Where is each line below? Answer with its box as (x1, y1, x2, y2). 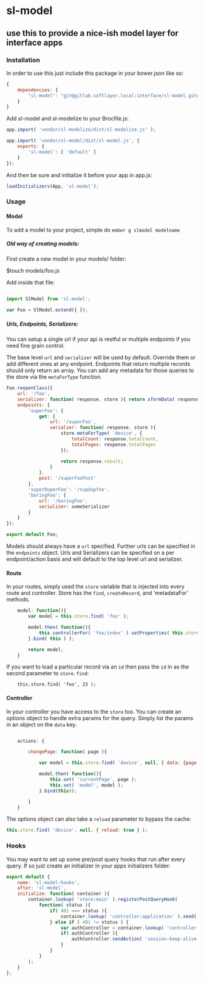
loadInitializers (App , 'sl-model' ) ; (6, 183, 99, 189)
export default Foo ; (6, 531, 59, 538)
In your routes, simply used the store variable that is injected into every (6, 583, 185, 591)
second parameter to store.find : (6, 670, 89, 677)
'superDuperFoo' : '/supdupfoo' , (28, 486, 110, 493)
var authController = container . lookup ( (60, 925, 165, 931)
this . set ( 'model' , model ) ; (49, 782, 123, 788)
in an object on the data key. (6, 721, 77, 728)
